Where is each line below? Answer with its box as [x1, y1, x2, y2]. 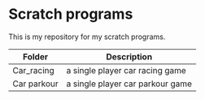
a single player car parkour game [66, 78, 193, 89]
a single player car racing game [66, 64, 187, 76]
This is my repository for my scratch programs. [8, 32, 166, 41]
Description [105, 50, 153, 62]
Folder [23, 50, 49, 62]
